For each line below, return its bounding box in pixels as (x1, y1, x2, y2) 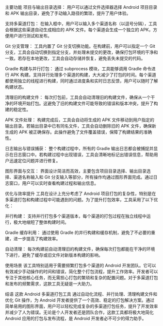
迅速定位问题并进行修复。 (9, 158, 61, 163)
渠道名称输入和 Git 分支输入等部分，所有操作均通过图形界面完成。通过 (13, 174, 154, 180)
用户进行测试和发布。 (9, 33, 52, 38)
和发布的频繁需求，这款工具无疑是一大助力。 (5, 281, 95, 287)
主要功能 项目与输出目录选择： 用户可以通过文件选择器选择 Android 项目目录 (5, 4, 158, 10)
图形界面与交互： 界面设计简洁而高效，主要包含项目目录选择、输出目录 (5, 168, 147, 174)
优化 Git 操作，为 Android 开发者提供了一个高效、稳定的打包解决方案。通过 (5, 297, 155, 303)
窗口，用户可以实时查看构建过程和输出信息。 (9, 180, 98, 186)
